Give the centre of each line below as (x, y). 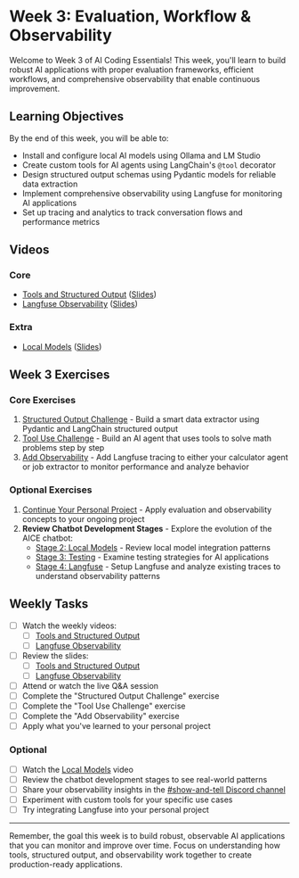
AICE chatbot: (48, 538)
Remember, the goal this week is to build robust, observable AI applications (147, 835)
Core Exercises (43, 401)
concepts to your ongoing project (83, 518)
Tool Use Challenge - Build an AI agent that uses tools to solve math (147, 438)
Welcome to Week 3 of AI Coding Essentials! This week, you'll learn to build (148, 60)
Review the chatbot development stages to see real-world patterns (145, 779)
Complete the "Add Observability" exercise (101, 716)
